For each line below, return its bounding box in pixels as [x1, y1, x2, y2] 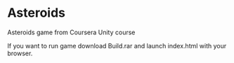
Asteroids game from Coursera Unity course [7, 28, 136, 36]
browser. [7, 49, 33, 57]
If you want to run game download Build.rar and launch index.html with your [7, 41, 227, 50]
